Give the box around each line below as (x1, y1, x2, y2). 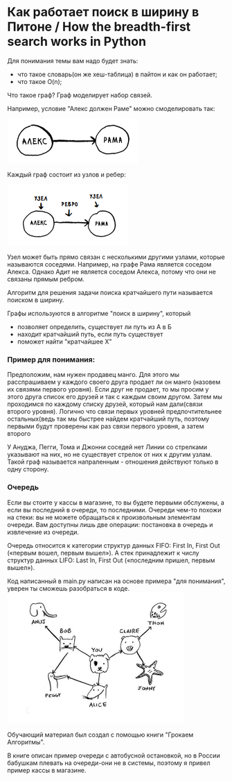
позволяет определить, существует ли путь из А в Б (17, 322, 172, 330)
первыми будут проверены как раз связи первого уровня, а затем (7, 422, 204, 430)
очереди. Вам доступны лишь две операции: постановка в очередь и (7, 520, 213, 528)
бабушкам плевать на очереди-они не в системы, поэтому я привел (7, 758, 211, 767)
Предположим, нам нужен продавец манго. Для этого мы (7, 371, 180, 379)
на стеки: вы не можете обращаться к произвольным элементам (7, 513, 201, 521)
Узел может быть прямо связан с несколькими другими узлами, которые (7, 253, 225, 261)
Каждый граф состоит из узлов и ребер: (7, 170, 126, 178)
